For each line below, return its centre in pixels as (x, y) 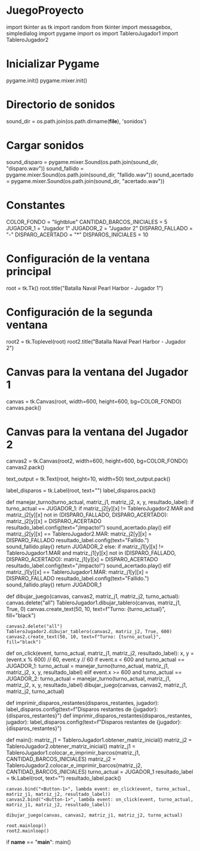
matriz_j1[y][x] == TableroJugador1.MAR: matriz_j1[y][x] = (77, 572)
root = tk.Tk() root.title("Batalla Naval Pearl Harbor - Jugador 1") (85, 288)
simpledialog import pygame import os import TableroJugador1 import (92, 33)
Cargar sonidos (45, 145)
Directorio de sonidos (61, 105)
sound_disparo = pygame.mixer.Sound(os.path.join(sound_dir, (82, 162)
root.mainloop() (26, 826)
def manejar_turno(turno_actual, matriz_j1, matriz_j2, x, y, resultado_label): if (100, 502)
